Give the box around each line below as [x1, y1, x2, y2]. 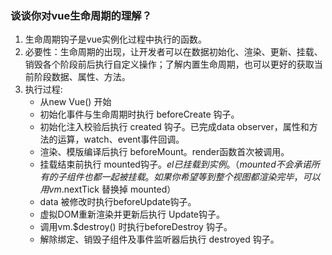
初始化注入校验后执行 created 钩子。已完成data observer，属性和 [39, 121, 310, 133]
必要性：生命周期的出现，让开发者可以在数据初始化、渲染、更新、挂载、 [24, 46, 323, 58]
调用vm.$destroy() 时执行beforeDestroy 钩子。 [39, 221, 233, 233]
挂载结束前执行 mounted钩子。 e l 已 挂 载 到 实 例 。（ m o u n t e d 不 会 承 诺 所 [39, 158, 320, 171]
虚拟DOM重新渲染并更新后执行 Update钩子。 [39, 208, 226, 221]
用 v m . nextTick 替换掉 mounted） [39, 183, 177, 196]
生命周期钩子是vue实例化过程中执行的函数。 [24, 33, 208, 46]
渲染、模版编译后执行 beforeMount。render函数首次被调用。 [39, 146, 290, 158]
